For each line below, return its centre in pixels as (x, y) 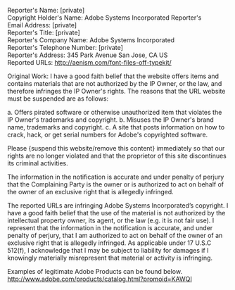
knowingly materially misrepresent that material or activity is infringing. (110, 258)
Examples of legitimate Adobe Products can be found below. (95, 271)
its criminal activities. (38, 163)
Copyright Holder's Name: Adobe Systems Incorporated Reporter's (104, 18)
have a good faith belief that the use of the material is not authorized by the (116, 213)
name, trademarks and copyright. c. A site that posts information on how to (116, 127)
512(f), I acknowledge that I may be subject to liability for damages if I (108, 250)
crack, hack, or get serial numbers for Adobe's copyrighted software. (108, 134)
